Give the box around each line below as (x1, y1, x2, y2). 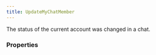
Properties (6, 40, 38, 49)
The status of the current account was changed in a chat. (6, 25, 151, 33)
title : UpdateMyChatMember (6, 8, 75, 15)
